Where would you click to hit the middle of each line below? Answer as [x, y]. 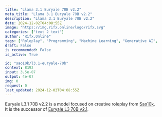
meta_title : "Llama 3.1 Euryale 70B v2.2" [49, 14]
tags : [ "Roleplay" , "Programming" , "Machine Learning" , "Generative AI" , [81, 41]
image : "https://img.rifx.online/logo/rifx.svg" [55, 28]
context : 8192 [19, 68]
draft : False [18, 45]
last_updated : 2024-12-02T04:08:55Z [42, 90]
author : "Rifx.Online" [28, 37]
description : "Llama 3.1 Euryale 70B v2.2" [50, 18]
